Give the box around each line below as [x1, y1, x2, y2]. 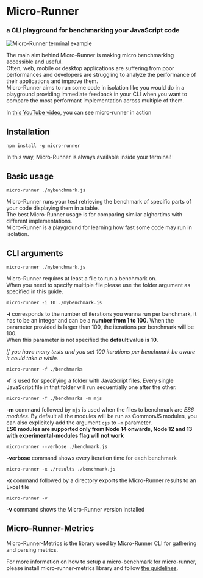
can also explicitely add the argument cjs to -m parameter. [6, 419, 152, 426]
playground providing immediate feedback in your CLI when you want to [6, 90, 188, 98]
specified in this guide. [6, 288, 63, 295]
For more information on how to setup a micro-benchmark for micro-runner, [6, 558, 197, 565]
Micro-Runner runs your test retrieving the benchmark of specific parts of [6, 198, 192, 205]
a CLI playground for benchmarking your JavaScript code [6, 26, 180, 35]
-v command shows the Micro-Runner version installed [6, 505, 145, 513]
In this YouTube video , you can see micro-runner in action [6, 109, 152, 116]
